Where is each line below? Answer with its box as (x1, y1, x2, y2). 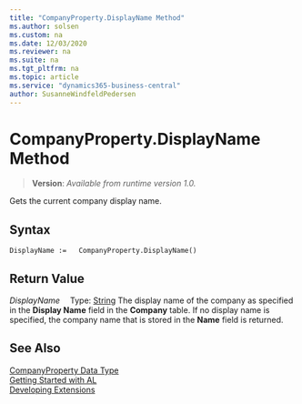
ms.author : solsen (9, 22, 79, 31)
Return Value (9, 270, 85, 287)
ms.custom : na (9, 30, 64, 39)
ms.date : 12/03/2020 (9, 38, 88, 48)
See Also (9, 340, 61, 356)
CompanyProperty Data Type (9, 365, 119, 376)
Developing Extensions (9, 384, 96, 395)
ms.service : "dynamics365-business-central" (9, 81, 181, 90)
